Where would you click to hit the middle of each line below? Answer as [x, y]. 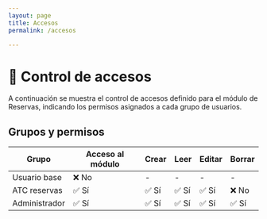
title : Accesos [33, 23]
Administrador [39, 203]
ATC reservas [37, 190]
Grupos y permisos [56, 132]
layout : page [30, 15]
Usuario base [37, 178]
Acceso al [105, 154]
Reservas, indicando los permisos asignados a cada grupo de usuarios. [125, 107]
